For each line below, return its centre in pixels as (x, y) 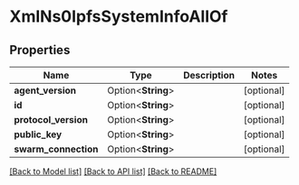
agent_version (45, 90)
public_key (38, 134)
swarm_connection (56, 149)
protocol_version (51, 120)
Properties (40, 50)
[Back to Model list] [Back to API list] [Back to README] (113, 171)
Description (209, 75)
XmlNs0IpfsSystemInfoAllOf (119, 17)
